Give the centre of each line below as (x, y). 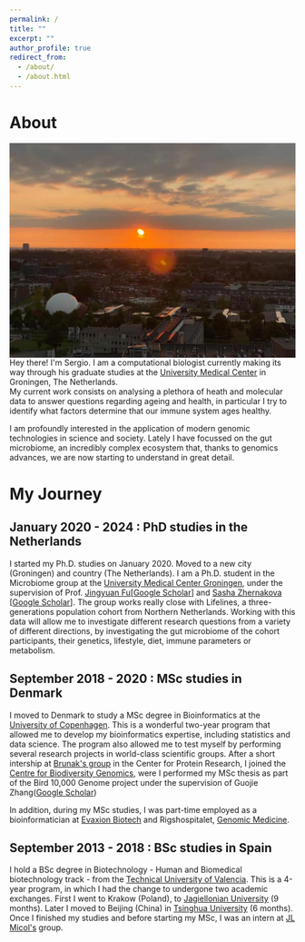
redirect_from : (38, 58)
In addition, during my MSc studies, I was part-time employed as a (133, 809)
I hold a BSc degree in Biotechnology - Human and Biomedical (126, 870)
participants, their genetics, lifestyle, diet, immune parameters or (130, 640)
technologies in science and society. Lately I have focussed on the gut (141, 438)
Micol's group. (36, 927)
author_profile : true (50, 48)
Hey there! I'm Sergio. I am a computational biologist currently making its (145, 362)
